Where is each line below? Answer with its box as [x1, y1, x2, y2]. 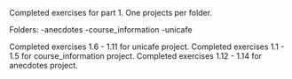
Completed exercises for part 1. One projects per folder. [9, 8, 213, 18]
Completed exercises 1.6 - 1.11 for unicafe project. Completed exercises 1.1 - [9, 41, 285, 52]
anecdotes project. [9, 61, 78, 70]
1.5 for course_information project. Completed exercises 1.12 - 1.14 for [9, 51, 263, 61]
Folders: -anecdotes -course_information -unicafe [9, 25, 193, 34]
